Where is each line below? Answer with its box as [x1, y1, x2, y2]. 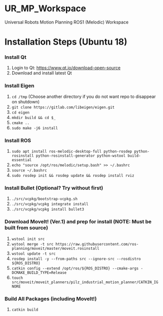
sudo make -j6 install [11, 125, 58, 130]
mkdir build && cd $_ [11, 115, 56, 120]
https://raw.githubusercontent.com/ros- [55, 242, 139, 246]
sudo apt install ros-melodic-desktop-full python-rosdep [11, 149, 132, 154]
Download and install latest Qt [11, 70, 72, 76]
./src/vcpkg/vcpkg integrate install [11, 202, 89, 207]
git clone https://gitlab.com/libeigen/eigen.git [11, 105, 115, 110]
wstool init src [11, 236, 45, 242]
